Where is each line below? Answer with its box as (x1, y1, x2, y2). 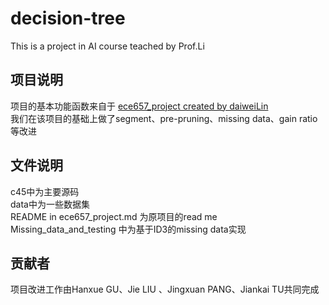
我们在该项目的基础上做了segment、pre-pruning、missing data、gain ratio (10, 112, 318, 124)
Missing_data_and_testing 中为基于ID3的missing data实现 (10, 223, 247, 235)
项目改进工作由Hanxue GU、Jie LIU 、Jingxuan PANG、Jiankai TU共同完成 (10, 283, 320, 296)
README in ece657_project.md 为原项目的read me (10, 210, 218, 222)
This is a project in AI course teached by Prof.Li (10, 40, 205, 52)
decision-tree (10, 7, 126, 30)
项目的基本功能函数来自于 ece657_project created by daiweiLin (10, 100, 269, 112)
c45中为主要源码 (10, 185, 80, 197)
